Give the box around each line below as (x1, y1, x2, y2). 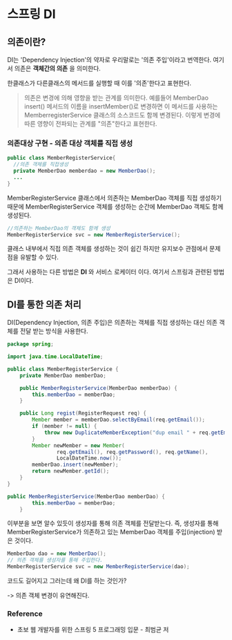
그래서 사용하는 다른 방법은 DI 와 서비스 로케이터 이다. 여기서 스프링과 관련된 (7, 267, 212, 276)
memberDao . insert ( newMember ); (32, 461, 119, 469)
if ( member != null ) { (32, 423, 97, 430)
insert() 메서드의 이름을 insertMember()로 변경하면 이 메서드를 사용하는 (23, 102, 218, 111)
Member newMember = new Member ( (32, 442, 126, 449)
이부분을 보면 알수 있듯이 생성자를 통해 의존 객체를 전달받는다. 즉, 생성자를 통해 (7, 519, 219, 527)
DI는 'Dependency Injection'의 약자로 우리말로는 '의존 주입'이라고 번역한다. (7, 56, 212, 64)
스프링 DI (7, 6, 56, 22)
